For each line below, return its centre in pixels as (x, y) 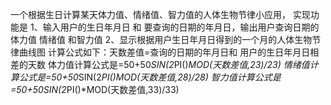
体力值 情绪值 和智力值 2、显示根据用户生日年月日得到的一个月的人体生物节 (166, 39)
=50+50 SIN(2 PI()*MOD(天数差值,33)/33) (95, 89)
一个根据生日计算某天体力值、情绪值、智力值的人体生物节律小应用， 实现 (160, 14)
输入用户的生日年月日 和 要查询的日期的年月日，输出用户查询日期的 (181, 27)
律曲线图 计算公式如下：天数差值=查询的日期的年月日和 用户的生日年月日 (160, 52)
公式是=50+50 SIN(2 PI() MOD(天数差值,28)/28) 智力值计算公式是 (150, 77)
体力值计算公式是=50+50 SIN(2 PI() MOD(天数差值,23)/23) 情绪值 (178, 64)
